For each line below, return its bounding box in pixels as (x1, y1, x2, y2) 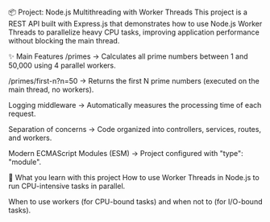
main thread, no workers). (8, 84, 94, 94)
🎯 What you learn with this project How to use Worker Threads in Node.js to (8, 173, 260, 182)
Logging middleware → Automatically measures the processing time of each (8, 101, 262, 109)
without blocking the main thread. (8, 36, 120, 45)
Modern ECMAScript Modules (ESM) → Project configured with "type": (8, 149, 243, 158)
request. (8, 109, 36, 118)
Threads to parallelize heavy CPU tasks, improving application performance (8, 27, 260, 37)
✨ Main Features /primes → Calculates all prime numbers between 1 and (8, 51, 248, 61)
